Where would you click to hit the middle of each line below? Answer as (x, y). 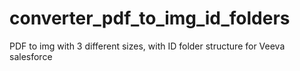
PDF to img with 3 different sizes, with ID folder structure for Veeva (147, 46)
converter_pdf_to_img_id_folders (150, 18)
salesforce (31, 56)
